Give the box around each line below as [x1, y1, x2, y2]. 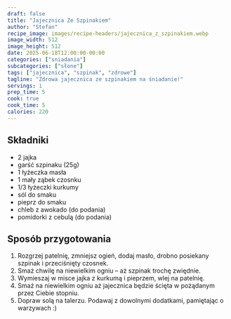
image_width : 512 [7, 37, 58, 44]
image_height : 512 [7, 43, 61, 50]
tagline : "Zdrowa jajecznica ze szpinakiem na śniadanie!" [7, 75, 184, 83]
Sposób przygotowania [7, 233, 111, 245]
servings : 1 [7, 82, 42, 89]
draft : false [7, 10, 46, 18]
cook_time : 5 [7, 102, 46, 109]
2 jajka [17, 152, 37, 162]
